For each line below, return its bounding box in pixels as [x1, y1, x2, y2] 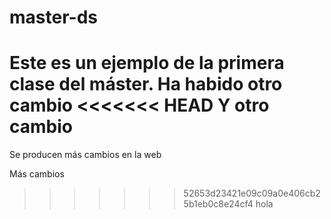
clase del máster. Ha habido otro [9, 73, 283, 96]
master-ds [9, 6, 98, 29]
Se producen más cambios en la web [9, 149, 162, 161]
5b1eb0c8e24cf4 [183, 198, 254, 210]
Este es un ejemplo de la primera [9, 52, 285, 75]
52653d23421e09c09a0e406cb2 [183, 187, 321, 200]
